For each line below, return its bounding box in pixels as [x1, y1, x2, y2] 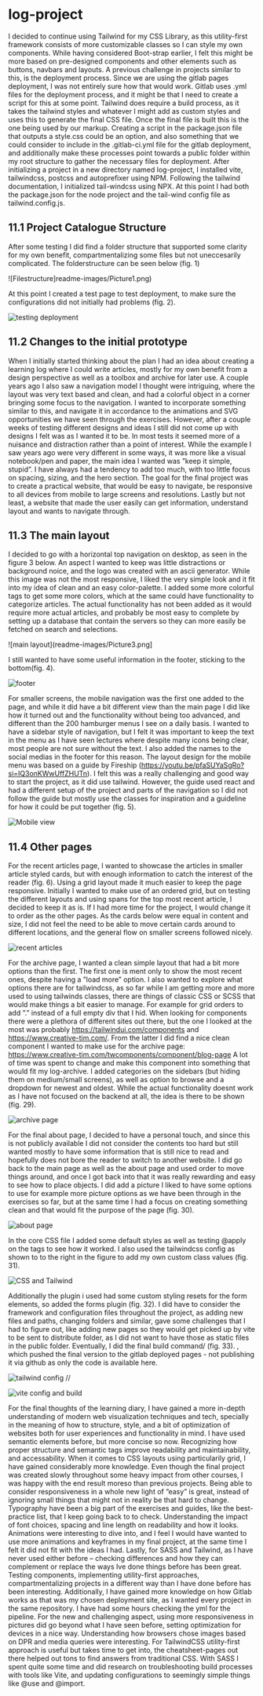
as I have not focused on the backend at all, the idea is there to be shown [8, 1092, 245, 1101]
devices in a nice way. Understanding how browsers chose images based [8, 1629, 246, 1638]
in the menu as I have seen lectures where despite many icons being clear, [8, 735, 250, 745]
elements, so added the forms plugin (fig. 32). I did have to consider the [8, 1300, 241, 1309]
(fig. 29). [8, 1100, 37, 1110]
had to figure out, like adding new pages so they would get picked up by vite [8, 1325, 255, 1334]
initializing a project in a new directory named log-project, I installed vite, [8, 165, 243, 174]
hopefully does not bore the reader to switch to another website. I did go [8, 1155, 243, 1165]
